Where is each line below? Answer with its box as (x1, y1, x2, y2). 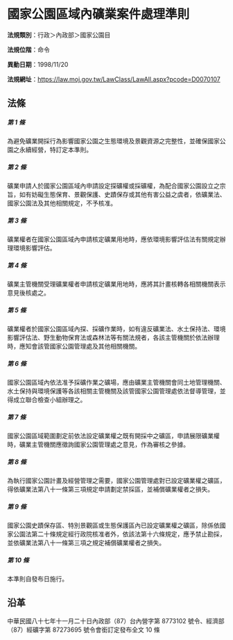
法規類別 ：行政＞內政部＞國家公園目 (7, 31, 111, 39)
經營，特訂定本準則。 (31, 145, 92, 154)
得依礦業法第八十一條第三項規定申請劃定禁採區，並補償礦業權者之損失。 (7, 485, 214, 494)
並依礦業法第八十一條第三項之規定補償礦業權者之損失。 (7, 538, 165, 547)
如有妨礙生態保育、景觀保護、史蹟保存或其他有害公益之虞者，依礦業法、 (19, 191, 226, 199)
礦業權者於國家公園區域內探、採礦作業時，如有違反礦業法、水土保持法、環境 (7, 325, 226, 333)
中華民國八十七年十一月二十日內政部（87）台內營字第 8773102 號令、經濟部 (7, 616, 225, 625)
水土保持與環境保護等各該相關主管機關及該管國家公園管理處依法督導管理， (7, 387, 220, 395)
